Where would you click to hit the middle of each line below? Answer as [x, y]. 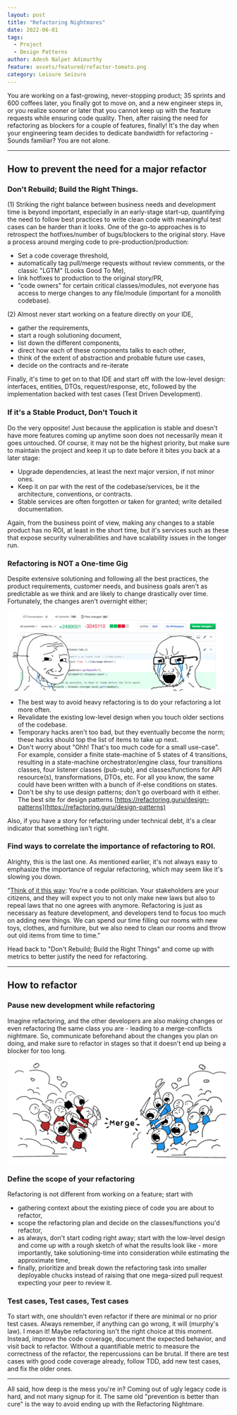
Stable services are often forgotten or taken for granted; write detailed [120, 502]
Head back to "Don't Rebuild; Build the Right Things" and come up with [111, 949]
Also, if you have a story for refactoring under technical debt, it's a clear [112, 820]
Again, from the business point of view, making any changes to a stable [111, 523]
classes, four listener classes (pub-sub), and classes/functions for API [120, 770]
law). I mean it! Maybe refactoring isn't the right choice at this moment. [110, 1331]
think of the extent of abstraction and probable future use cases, [111, 358]
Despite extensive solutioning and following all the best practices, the [108, 578]
